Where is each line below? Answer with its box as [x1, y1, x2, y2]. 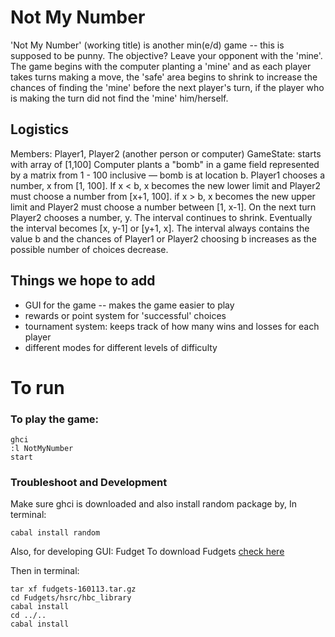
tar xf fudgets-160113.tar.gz [10, 584, 137, 595]
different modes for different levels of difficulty [24, 341, 218, 353]
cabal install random [10, 528, 101, 538]
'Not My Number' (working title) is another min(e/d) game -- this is [10, 39, 285, 51]
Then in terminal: [10, 565, 80, 577]
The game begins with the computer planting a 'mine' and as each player [10, 60, 312, 72]
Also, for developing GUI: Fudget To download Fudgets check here [10, 546, 285, 558]
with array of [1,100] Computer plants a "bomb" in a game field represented [10, 158, 320, 170]
